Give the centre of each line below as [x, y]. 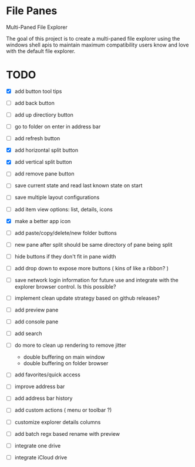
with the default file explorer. [41, 51]
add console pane [36, 322]
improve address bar [40, 386]
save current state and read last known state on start [78, 186]
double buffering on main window [64, 357]
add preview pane [36, 310]
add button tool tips [38, 91]
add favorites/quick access [47, 375]
